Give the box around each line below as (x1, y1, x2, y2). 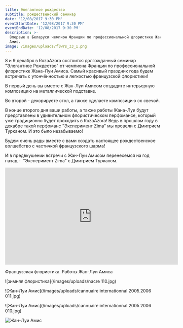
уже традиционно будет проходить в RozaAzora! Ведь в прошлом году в (5, 117, 158, 123)
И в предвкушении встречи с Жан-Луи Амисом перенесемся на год (5, 152, 149, 158)
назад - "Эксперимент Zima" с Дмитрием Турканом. (5, 157, 117, 163)
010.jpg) (5, 308, 22, 314)
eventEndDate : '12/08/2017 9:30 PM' (5, 26, 80, 31)
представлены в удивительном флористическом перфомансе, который (5, 112, 156, 118)
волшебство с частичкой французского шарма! (5, 143, 105, 148)
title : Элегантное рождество (5, 7, 65, 12)
